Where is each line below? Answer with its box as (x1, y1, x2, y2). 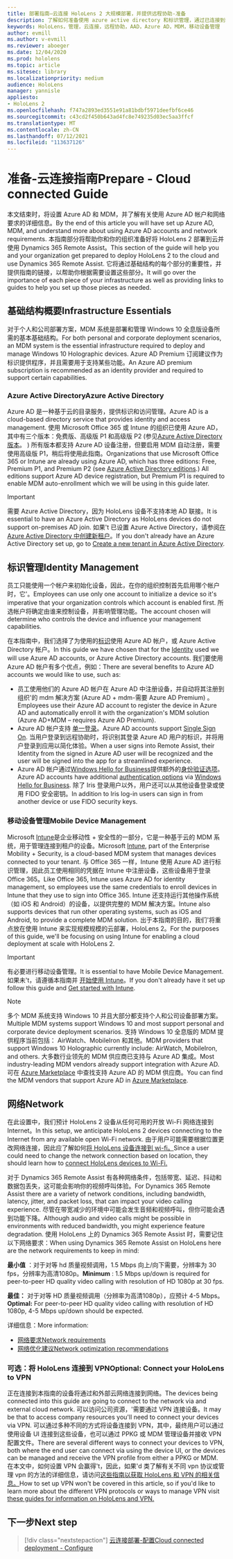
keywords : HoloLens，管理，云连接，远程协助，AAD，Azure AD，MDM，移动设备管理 (7, 23, 221, 30)
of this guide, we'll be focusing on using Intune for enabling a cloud (7, 932, 200, 940)
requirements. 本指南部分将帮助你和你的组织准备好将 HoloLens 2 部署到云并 (7, 235, 224, 243)
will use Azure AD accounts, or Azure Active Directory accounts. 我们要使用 (7, 653, 223, 662)
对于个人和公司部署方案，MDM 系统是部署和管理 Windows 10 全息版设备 (7, 325, 214, 333)
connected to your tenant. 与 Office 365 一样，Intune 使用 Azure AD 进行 (7, 858, 216, 866)
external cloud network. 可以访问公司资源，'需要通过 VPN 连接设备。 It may (7, 1405, 222, 1413)
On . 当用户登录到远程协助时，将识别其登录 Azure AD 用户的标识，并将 (17, 732, 218, 741)
